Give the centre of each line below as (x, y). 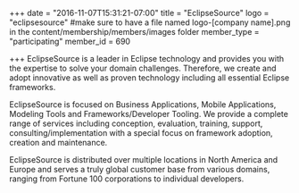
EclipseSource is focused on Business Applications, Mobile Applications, (143, 105)
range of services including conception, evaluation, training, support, (136, 123)
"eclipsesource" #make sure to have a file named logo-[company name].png (150, 22)
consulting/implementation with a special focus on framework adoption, (141, 133)
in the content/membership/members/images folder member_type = (135, 32)
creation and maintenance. (58, 143)
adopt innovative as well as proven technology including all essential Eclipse (149, 78)
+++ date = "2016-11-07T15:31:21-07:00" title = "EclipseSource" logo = (139, 13)
